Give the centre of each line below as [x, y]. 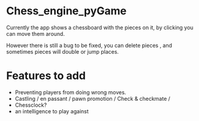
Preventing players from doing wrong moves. [70, 92]
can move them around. [35, 33]
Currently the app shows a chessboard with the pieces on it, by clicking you [100, 27]
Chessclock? [31, 105]
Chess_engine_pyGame [67, 11]
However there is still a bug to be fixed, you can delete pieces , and [89, 45]
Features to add [46, 76]
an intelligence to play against [52, 111]
